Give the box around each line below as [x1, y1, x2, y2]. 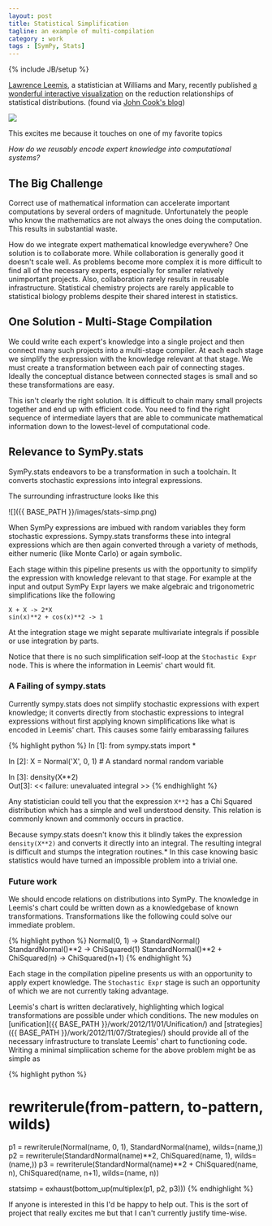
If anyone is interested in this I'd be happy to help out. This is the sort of [8, 1200, 249, 1210]
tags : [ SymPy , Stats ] [8, 42, 85, 50]
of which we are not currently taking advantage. [8, 986, 169, 996]
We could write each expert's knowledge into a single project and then [8, 337, 245, 346]
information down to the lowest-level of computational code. [8, 421, 211, 431]
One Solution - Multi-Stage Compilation [8, 315, 213, 329]
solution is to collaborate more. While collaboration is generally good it [8, 248, 244, 258]
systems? [8, 153, 41, 163]
